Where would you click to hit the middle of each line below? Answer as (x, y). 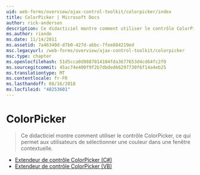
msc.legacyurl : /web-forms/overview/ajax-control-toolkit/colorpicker (96, 51)
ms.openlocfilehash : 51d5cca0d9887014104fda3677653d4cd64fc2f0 (86, 62)
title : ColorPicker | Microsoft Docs (53, 17)
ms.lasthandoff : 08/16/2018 (41, 84)
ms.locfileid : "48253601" (38, 90)
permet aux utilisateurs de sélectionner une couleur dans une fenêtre (105, 142)
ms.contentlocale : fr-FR (37, 78)
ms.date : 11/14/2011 (32, 39)
